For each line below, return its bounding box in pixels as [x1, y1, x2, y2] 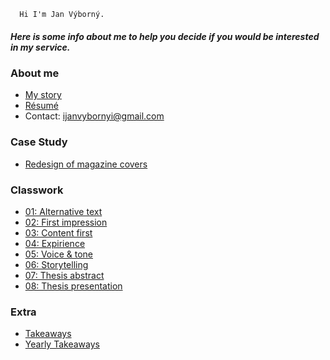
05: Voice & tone [24, 248, 93, 260]
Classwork [10, 183, 64, 197]
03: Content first [24, 226, 93, 239]
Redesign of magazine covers [24, 158, 148, 170]
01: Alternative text [24, 205, 103, 217]
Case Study [10, 135, 68, 149]
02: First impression [24, 216, 108, 228]
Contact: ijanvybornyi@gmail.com [24, 110, 165, 122]
